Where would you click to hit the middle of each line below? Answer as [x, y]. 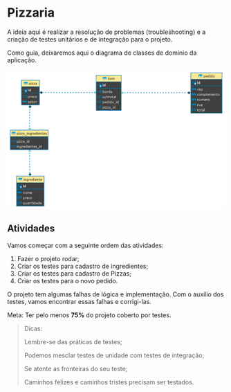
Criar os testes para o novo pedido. [67, 280]
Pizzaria [31, 13]
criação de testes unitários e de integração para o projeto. [90, 39]
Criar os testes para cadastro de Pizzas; [74, 273]
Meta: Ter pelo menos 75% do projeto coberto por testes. [89, 315]
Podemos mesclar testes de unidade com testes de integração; [114, 355]
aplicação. [22, 60]
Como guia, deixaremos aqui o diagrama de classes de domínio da [102, 53]
